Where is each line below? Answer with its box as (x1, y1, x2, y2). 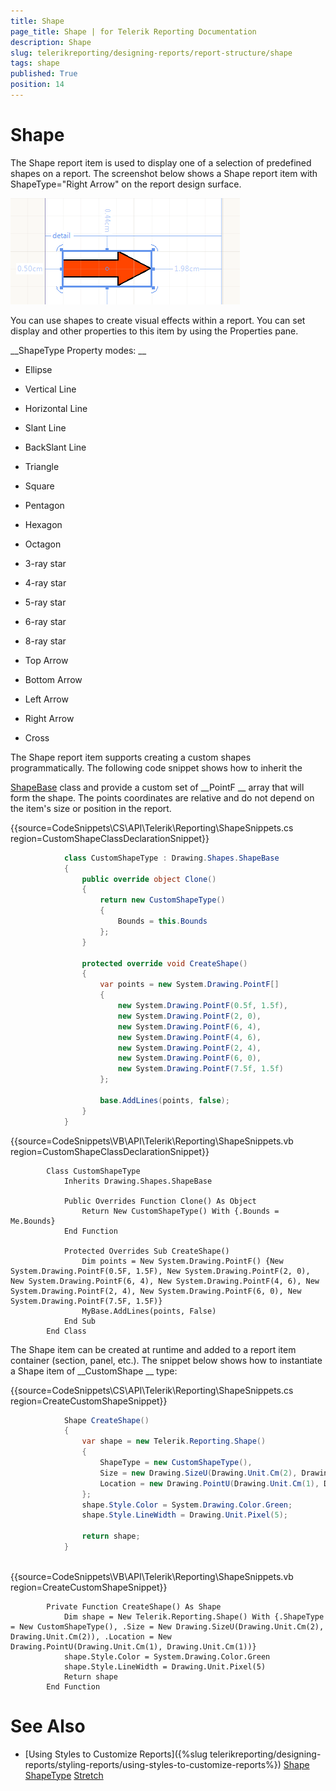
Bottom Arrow (24, 673, 83, 685)
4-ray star (24, 576, 67, 589)
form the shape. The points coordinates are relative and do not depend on (10, 791, 315, 804)
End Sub (63, 1316, 97, 1326)
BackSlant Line (24, 441, 87, 453)
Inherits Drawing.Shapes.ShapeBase (63, 1176, 213, 1186)
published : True (10, 69, 78, 79)
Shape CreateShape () (63, 1415, 150, 1425)
